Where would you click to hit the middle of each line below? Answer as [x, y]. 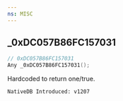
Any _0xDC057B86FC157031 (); [49, 65]
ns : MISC [20, 14]
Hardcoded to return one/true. [51, 79]
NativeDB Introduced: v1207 [49, 92]
